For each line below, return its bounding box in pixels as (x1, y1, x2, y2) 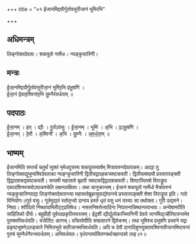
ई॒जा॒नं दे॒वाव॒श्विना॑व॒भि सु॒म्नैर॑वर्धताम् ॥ (7, 90, 73, 97)
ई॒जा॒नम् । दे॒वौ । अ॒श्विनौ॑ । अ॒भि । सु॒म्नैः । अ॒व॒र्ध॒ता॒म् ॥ (7, 131, 110, 138)
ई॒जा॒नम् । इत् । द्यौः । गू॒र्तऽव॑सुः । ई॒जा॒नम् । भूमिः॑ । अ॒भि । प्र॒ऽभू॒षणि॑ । (7, 123, 139, 131)
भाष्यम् (7, 148, 24, 158)
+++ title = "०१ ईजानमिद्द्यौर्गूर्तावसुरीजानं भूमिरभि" (7, 6, 105, 12)
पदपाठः (7, 108, 26, 118)
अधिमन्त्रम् (7, 34, 34, 45)
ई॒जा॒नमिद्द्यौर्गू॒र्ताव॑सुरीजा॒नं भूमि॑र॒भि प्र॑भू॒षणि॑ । (7, 84, 85, 91)
